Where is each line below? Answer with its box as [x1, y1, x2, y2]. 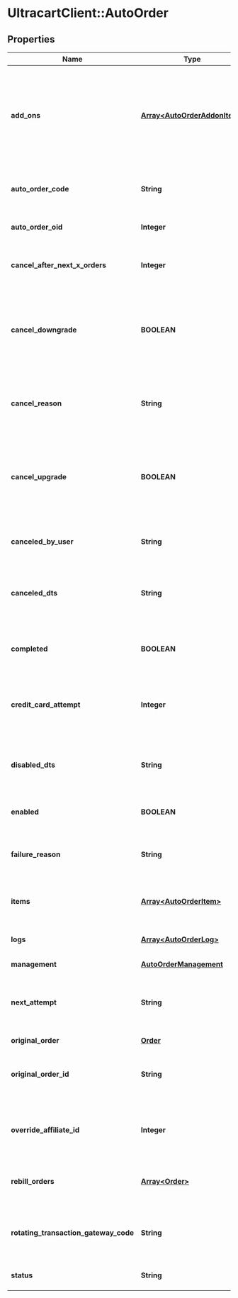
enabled [11, 807, 39, 817]
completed [11, 644, 48, 654]
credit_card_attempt [11, 700, 81, 710]
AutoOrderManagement [140, 959, 223, 969]
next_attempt [11, 997, 57, 1007]
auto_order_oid [11, 222, 63, 232]
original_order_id [11, 1069, 69, 1079]
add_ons [11, 111, 41, 120]
